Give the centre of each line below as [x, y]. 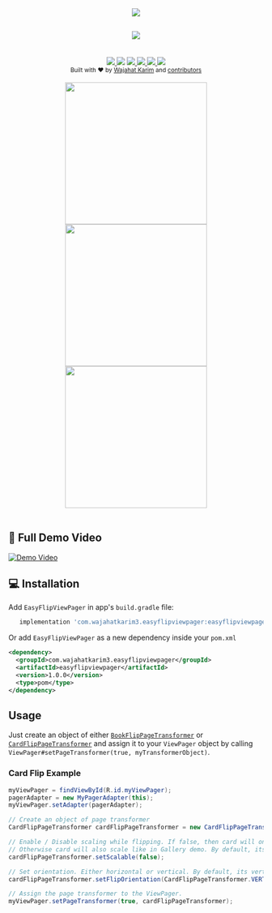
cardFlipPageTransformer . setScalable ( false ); [86, 857]
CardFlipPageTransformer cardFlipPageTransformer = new [104, 827]
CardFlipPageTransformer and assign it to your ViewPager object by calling [131, 744]
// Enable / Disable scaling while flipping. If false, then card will [132, 842]
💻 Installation [44, 584]
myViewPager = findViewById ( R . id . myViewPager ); [90, 790]
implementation [45, 622]
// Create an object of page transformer [79, 820]
